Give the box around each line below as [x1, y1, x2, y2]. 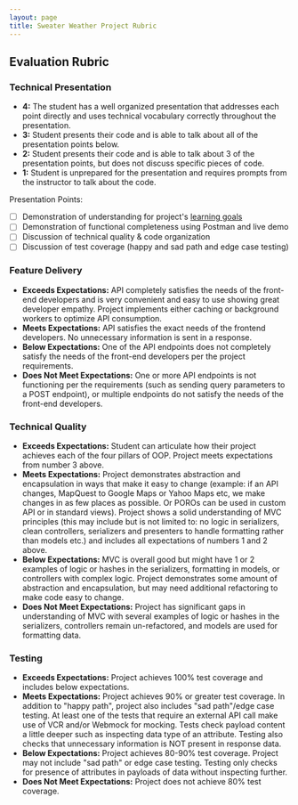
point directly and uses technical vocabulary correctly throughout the [21, 110, 277, 121]
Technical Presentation [9, 81, 112, 94]
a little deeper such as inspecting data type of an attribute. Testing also [21, 729, 283, 740]
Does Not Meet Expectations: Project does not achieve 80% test [21, 777, 262, 787]
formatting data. [21, 630, 82, 641]
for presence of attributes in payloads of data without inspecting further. [21, 767, 287, 777]
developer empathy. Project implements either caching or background [21, 304, 279, 314]
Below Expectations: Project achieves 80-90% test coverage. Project [21, 748, 278, 759]
